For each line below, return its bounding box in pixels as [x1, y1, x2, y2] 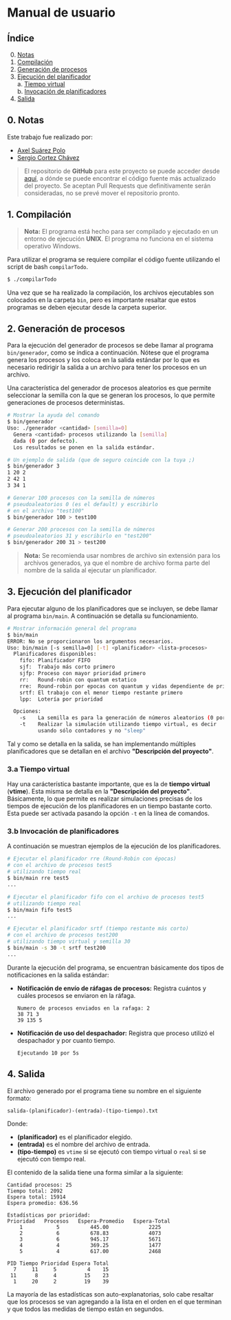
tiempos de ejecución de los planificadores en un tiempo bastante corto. [7, 802, 212, 810]
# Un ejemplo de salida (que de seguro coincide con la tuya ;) [7, 457, 195, 463]
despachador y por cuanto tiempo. [16, 1036, 115, 1044]
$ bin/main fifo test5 [7, 906, 72, 913]
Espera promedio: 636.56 [7, 1199, 78, 1206]
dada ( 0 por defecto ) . [13, 437, 78, 444]
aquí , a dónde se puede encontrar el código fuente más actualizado [23, 174, 217, 182]
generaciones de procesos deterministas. [7, 399, 125, 407]
